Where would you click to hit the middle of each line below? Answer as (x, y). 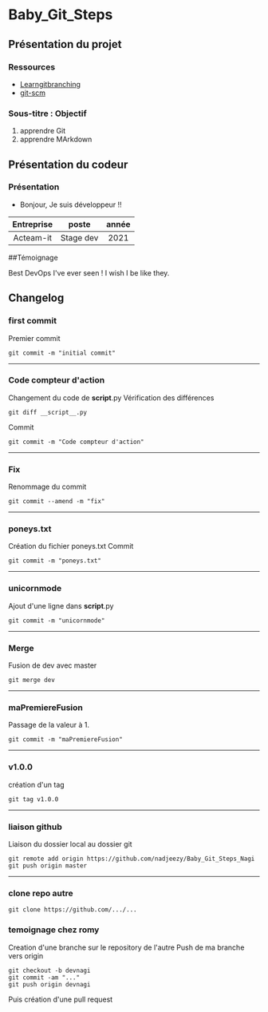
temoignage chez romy (54, 930)
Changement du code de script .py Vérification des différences (111, 398)
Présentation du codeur (68, 164)
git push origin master (48, 865)
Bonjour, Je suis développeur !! (71, 204)
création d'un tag (37, 784)
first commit (33, 321)
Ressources (32, 67)
